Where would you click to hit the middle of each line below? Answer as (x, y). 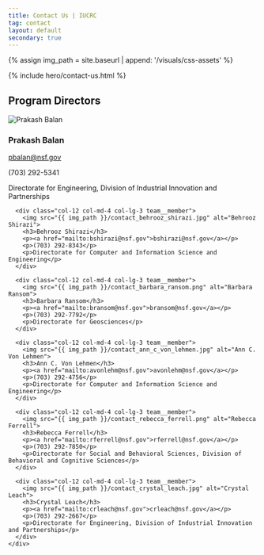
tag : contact (30, 23)
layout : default (35, 30)
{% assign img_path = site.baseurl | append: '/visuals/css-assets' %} (121, 60)
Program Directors (55, 100)
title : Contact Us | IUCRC (53, 15)
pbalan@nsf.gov (35, 157)
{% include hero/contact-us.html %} (67, 75)
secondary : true (35, 38)
